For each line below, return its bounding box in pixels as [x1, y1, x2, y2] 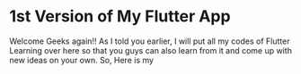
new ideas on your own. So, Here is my [9, 54, 155, 65]
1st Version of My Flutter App [9, 6, 231, 27]
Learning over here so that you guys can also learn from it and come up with [9, 45, 292, 55]
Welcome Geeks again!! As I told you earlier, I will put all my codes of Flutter [9, 36, 290, 46]
